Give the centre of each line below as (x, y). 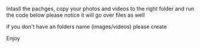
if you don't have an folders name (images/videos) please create (87, 27)
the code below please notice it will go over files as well (76, 15)
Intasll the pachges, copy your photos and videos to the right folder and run (100, 9)
